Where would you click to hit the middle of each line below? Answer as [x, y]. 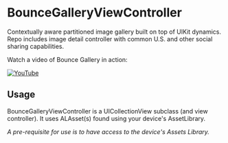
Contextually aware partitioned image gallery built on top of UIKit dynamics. [114, 32]
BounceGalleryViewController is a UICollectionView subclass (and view [107, 111]
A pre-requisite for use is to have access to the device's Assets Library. [108, 131]
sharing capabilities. [35, 46]
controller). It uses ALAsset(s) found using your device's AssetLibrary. [106, 118]
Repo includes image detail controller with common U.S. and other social [110, 38]
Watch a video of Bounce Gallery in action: [68, 59]
